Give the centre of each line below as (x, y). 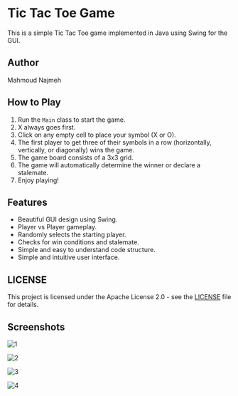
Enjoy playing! (38, 180)
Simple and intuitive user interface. (69, 257)
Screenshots (36, 327)
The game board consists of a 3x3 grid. (75, 157)
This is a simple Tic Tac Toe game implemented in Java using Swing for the (118, 33)
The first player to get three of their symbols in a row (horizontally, (114, 142)
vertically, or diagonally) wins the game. (76, 150)
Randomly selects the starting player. (72, 235)
